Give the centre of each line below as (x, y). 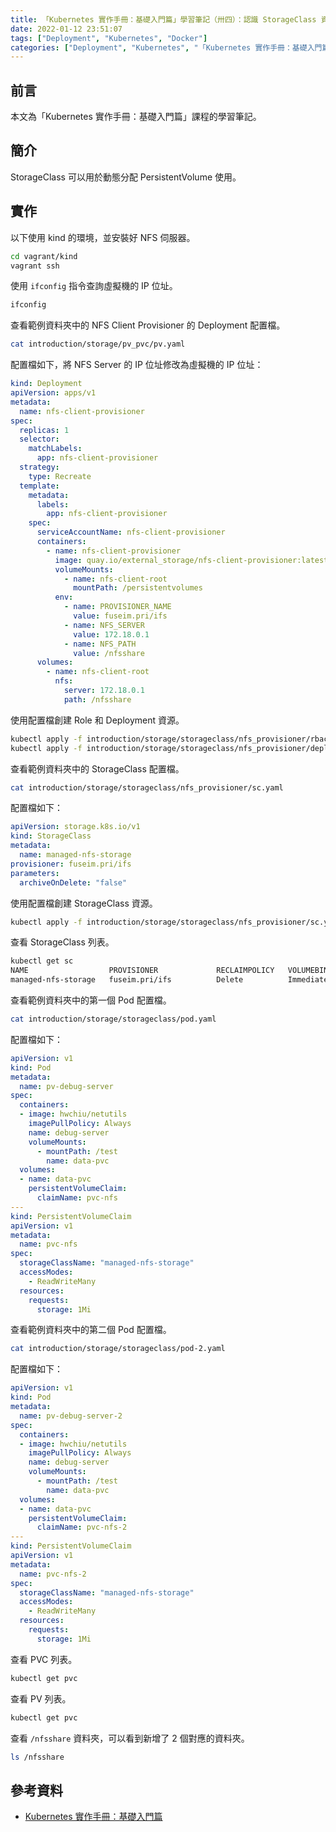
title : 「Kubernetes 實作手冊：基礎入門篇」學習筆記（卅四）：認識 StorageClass (163, 19)
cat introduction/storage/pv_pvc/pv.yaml (98, 344)
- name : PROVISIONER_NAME (117, 607)
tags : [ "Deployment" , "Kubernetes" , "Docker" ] (109, 38)
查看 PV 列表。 (41, 1698)
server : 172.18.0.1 (104, 691)
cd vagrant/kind (44, 256)
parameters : (35, 873)
